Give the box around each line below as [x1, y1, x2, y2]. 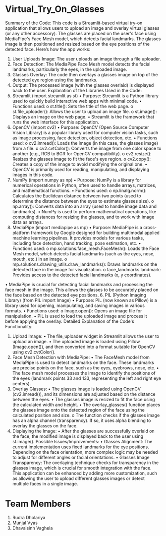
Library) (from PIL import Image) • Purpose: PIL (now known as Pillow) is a [5, 297, 157, 303]
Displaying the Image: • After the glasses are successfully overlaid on [12, 428, 155, 434]
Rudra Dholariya [12, 514, 46, 520]
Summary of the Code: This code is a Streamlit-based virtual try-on [5, 20, 143, 26]
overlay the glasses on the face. [12, 422, 78, 428]
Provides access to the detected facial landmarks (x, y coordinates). [12, 272, 152, 278]
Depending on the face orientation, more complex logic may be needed [12, 449, 158, 455]
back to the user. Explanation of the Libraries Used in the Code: [12, 87, 142, 93]
